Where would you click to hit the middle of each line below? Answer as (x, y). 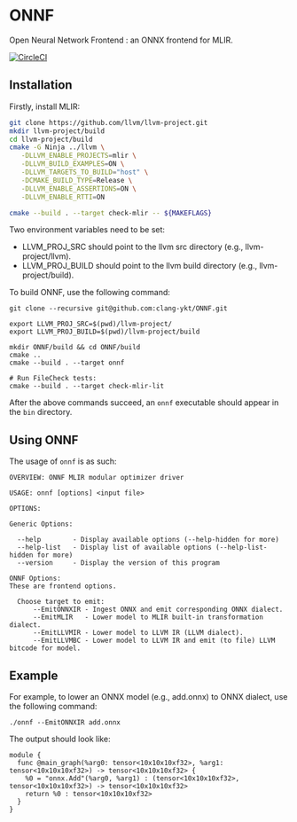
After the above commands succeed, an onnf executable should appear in (144, 403)
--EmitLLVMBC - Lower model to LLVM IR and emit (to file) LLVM (154, 641)
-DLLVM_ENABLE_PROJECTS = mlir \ (79, 156)
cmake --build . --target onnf (67, 363)
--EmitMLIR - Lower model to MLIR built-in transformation (148, 617)
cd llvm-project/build (51, 139)
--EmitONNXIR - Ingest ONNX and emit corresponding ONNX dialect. (158, 610)
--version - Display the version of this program (118, 563)
